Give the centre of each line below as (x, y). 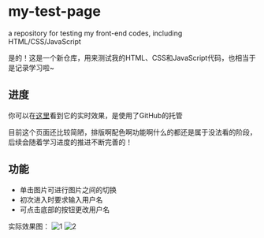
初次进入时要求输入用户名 (61, 199)
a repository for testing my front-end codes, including (95, 33)
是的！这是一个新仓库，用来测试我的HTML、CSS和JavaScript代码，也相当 (129, 58)
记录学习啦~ (35, 67)
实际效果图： (29, 226)
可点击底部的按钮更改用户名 (65, 209)
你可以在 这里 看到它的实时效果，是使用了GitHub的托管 (95, 115)
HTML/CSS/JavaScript (45, 41)
